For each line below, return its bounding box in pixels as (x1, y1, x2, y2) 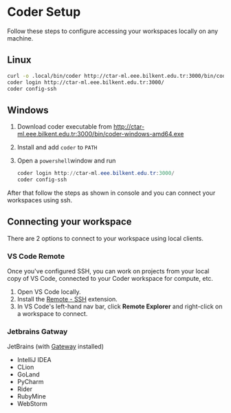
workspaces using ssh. (7, 195, 73, 204)
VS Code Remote (7, 251, 65, 261)
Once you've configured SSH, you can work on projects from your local (7, 267, 210, 275)
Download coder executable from (16, 123, 112, 131)
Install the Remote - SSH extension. (16, 295, 118, 304)
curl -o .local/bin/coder (7, 72, 81, 79)
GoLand (16, 370, 40, 379)
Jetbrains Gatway (7, 326, 68, 336)
